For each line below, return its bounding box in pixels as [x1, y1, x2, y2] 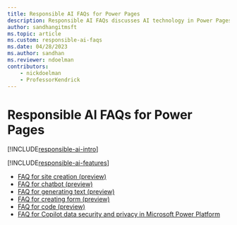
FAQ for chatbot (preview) [17, 180, 93, 188]
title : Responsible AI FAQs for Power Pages [7, 10, 140, 18]
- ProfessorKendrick [20, 76, 80, 83]
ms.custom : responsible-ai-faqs [7, 37, 102, 44]
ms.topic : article [7, 30, 61, 37]
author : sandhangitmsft [7, 23, 78, 30]
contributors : [7, 63, 49, 70]
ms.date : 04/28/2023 [7, 43, 68, 50]
